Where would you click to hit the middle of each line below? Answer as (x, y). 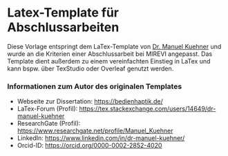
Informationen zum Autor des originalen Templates (95, 86)
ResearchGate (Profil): (49, 124)
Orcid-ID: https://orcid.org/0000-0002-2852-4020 (89, 146)
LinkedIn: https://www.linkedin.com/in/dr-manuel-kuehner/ (101, 138)
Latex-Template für (63, 13)
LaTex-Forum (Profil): (47, 109)
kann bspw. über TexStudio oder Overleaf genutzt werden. (91, 68)
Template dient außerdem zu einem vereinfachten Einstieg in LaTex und (109, 61)
